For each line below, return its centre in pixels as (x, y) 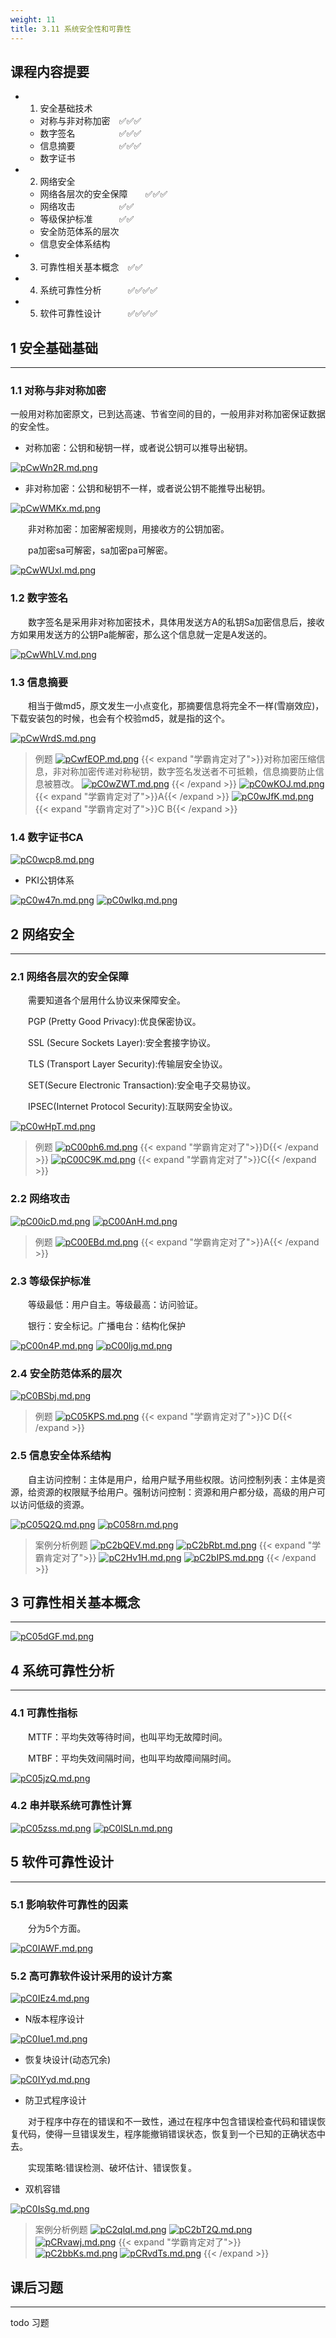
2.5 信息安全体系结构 (61, 1456)
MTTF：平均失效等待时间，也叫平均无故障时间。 (128, 1737)
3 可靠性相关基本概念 (75, 1602)
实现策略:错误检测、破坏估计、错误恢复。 (113, 2168)
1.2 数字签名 (39, 598)
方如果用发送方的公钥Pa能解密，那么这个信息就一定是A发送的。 (141, 634)
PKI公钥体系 (49, 880)
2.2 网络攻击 (40, 1199)
